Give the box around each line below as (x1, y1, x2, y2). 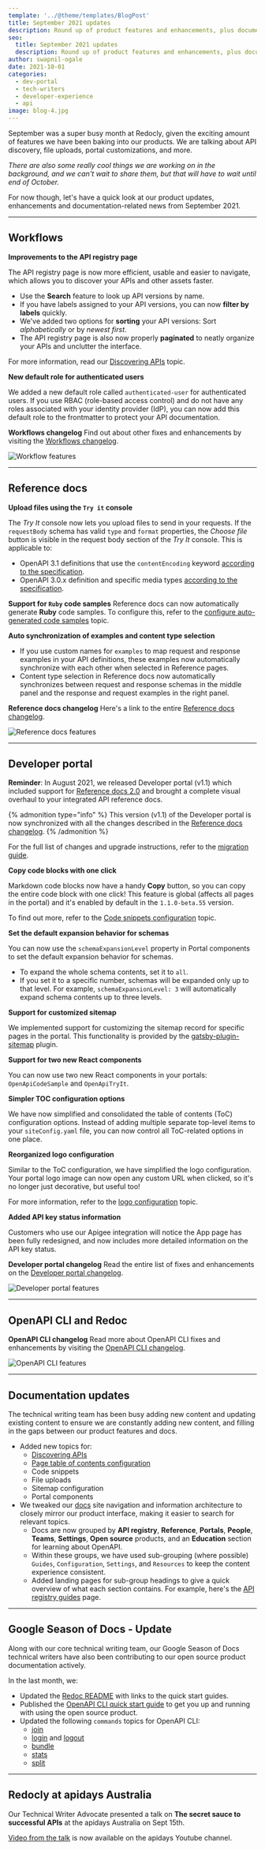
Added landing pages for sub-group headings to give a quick (31, 1575, 230, 1586)
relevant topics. (19, 1517, 70, 1527)
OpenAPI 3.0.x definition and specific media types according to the (19, 575, 238, 585)
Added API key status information (8, 1213, 121, 1222)
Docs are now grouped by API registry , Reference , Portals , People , (31, 1526, 253, 1535)
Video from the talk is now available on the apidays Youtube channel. (8, 1833, 233, 1842)
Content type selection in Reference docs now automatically (19, 671, 216, 681)
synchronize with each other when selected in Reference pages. (19, 663, 230, 672)
